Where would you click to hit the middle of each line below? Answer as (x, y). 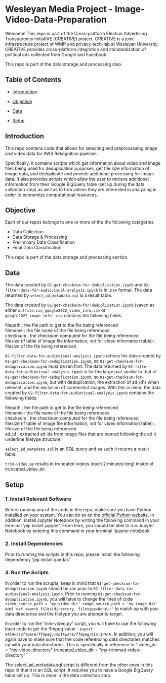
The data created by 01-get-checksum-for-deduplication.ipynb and (74, 285)
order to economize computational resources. (52, 195)
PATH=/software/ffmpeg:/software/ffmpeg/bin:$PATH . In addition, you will (79, 634)
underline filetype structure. (34, 439)
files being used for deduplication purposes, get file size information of (77, 168)
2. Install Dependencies (34, 544)
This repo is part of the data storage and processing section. (67, 257)
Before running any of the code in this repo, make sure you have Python (78, 509)
